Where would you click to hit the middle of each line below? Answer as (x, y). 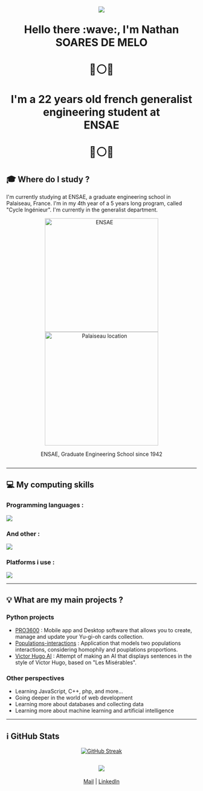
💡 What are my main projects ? (65, 600)
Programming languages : (45, 505)
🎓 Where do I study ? (48, 179)
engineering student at (101, 112)
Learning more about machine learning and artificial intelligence (94, 711)
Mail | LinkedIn (101, 781)
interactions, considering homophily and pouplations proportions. (96, 649)
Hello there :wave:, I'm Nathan (101, 30)
